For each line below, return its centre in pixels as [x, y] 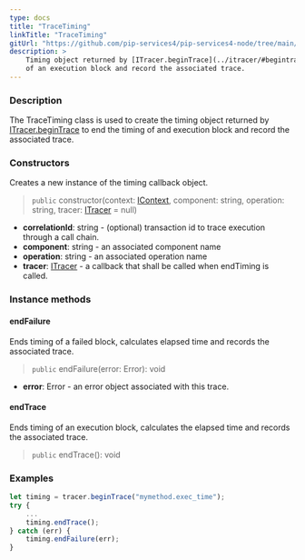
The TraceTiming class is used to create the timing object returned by [139, 120]
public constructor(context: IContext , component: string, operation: [158, 200]
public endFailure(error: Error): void [98, 368]
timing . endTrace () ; [63, 522]
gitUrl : [24, 43]
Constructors [39, 163]
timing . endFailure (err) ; [73, 539]
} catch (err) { [40, 531]
